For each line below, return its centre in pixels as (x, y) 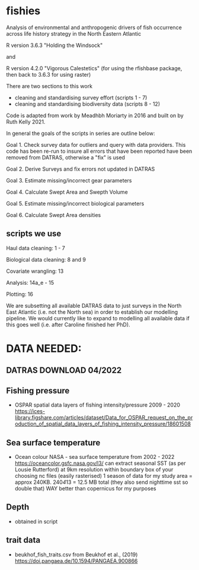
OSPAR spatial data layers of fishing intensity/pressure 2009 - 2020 (97, 405)
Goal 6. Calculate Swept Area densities (54, 215)
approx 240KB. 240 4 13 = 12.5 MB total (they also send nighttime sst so (101, 482)
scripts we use (34, 234)
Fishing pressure (38, 391)
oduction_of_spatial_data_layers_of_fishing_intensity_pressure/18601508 (103, 424)
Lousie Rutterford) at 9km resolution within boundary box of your (94, 469)
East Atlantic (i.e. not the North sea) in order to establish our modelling (92, 312)
